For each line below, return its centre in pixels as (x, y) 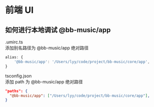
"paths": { (16, 91)
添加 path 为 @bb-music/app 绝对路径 (44, 81)
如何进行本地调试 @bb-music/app (58, 30)
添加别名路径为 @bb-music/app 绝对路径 (47, 48)
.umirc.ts (14, 42)
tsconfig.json (19, 76)
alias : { (14, 57)
